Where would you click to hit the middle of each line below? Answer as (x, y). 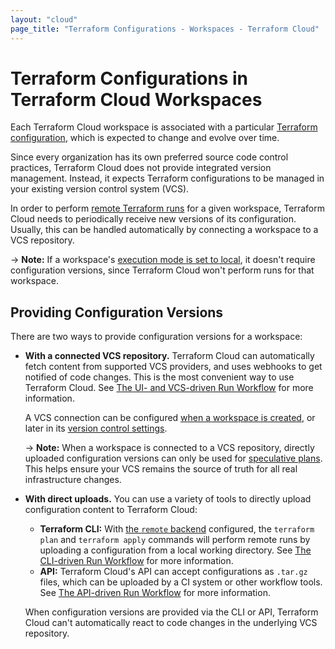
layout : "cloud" (44, 19)
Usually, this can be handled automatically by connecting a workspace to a (164, 230)
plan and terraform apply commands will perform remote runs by (175, 540)
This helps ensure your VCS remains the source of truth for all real (161, 469)
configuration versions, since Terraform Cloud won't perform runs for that (162, 270)
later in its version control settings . (96, 428)
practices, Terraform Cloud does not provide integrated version (141, 168)
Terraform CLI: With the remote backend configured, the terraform (177, 529)
